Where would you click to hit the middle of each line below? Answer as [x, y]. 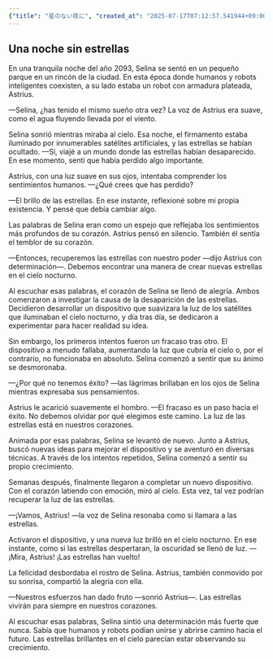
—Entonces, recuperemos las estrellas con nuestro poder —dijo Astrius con [135, 258]
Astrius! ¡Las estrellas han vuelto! [85, 557]
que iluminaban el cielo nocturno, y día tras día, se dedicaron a [114, 317]
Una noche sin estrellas [69, 49]
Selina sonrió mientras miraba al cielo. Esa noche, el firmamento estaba [128, 134]
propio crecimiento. [41, 467]
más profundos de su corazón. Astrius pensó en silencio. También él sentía [134, 233]
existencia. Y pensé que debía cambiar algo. [82, 209]
